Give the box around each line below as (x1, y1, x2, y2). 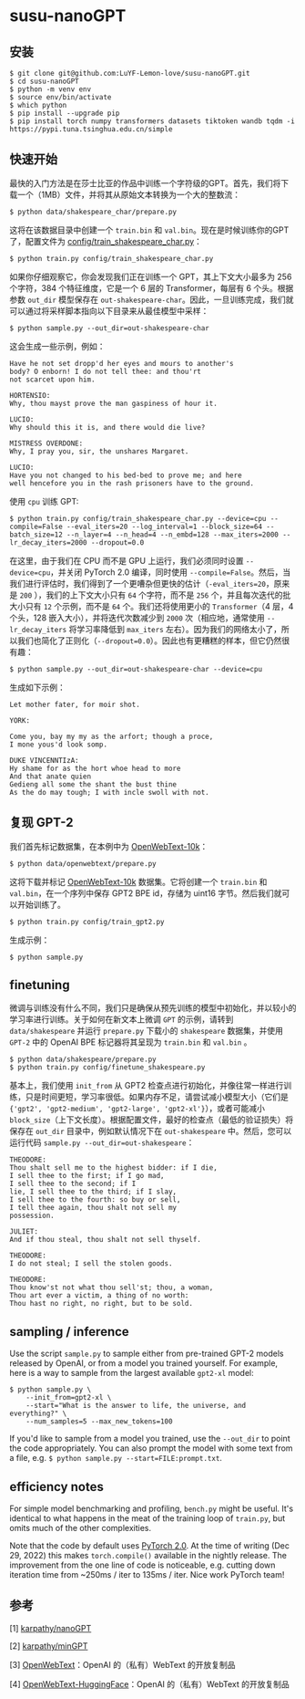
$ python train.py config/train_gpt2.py (9, 917, 166, 926)
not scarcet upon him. (9, 375, 96, 384)
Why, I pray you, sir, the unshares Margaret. (9, 446, 189, 456)
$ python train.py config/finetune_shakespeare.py (9, 1063, 206, 1072)
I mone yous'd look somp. (9, 740, 107, 749)
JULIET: (9, 1227, 39, 1236)
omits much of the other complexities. (9, 1523, 152, 1534)
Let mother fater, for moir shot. (9, 700, 141, 709)
